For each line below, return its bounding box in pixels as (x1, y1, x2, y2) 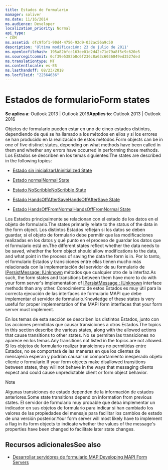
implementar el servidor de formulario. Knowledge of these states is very (5, 296, 155, 302)
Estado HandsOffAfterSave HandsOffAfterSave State (12, 196, 120, 202)
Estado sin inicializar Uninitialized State (12, 167, 92, 173)
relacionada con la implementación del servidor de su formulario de (5, 264, 145, 270)
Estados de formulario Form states (5, 94, 150, 106)
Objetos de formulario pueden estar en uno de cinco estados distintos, (5, 126, 151, 132)
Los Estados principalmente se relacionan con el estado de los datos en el (5, 216, 158, 222)
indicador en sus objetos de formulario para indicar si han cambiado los (5, 404, 153, 411)
